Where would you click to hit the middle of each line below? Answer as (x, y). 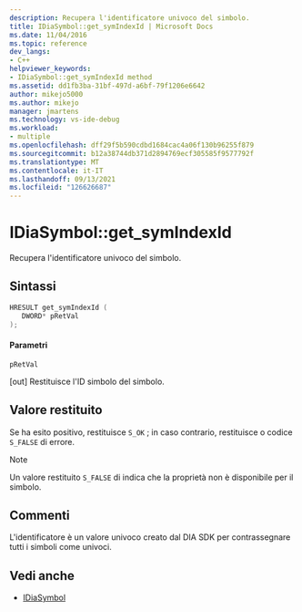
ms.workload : (34, 129)
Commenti (40, 515)
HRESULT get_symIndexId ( (58, 307)
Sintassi (33, 287)
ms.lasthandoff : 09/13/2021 (63, 179)
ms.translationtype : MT (55, 162)
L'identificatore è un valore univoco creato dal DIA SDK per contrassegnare (150, 537)
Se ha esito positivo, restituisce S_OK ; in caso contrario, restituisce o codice (151, 432)
